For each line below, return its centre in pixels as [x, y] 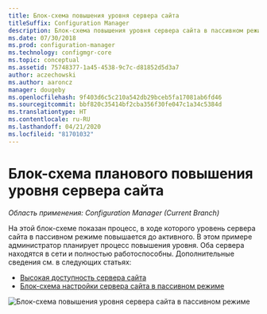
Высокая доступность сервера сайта [83, 277]
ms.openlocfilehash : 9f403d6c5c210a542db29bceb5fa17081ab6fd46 [115, 97]
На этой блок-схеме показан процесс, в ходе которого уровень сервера [132, 228]
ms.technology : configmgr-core [60, 53]
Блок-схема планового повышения [131, 173]
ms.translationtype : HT [48, 112]
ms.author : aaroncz [41, 82]
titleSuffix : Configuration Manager [69, 23]
